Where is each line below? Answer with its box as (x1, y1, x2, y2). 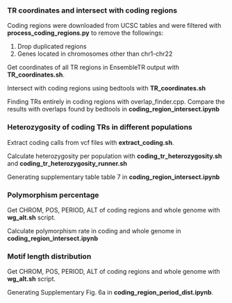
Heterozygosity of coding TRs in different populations (7, 123, 192, 132)
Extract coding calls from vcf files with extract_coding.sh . (7, 138, 174, 146)
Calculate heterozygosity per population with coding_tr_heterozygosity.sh (7, 152, 222, 160)
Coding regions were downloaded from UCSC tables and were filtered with (7, 22, 222, 30)
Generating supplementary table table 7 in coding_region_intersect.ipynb (7, 173, 220, 181)
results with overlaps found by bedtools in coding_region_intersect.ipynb (7, 105, 220, 114)
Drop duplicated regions (17, 42, 87, 51)
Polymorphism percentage (7, 190, 99, 200)
